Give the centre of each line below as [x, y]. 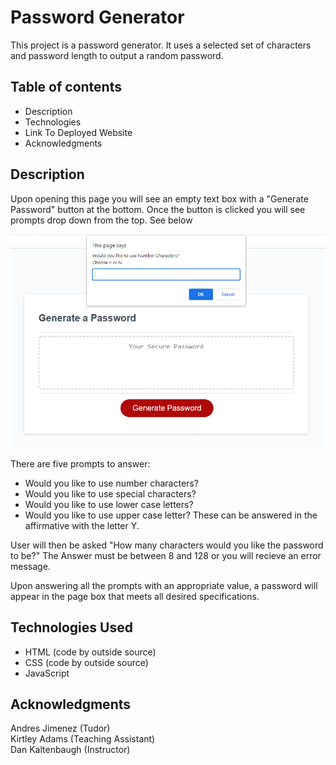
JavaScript [47, 673]
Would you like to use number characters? [111, 483]
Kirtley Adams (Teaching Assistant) [83, 739]
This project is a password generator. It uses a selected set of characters [161, 45]
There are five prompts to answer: [80, 463]
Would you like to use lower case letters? [109, 504]
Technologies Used [71, 627]
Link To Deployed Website [78, 132]
